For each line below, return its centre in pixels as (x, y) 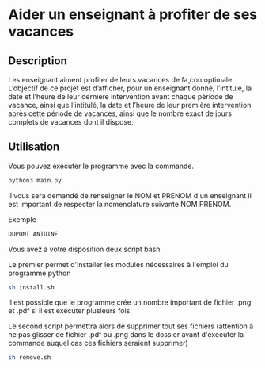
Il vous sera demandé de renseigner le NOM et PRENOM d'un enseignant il (130, 195)
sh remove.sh (30, 358)
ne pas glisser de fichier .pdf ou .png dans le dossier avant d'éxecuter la (126, 335)
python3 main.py (35, 180)
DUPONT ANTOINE (33, 234)
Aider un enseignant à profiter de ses (133, 15)
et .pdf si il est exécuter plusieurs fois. (70, 311)
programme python (40, 273)
